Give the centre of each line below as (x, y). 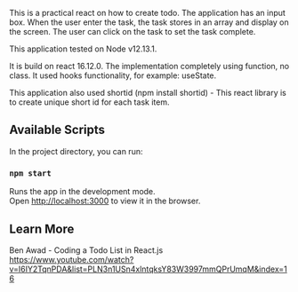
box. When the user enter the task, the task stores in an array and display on (149, 22)
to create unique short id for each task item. (89, 102)
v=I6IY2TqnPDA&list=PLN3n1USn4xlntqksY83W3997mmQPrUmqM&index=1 (148, 269)
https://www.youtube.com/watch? (72, 259)
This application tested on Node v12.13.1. (83, 49)
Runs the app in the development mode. (82, 192)
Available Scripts (57, 130)
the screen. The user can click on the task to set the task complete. (133, 32)
